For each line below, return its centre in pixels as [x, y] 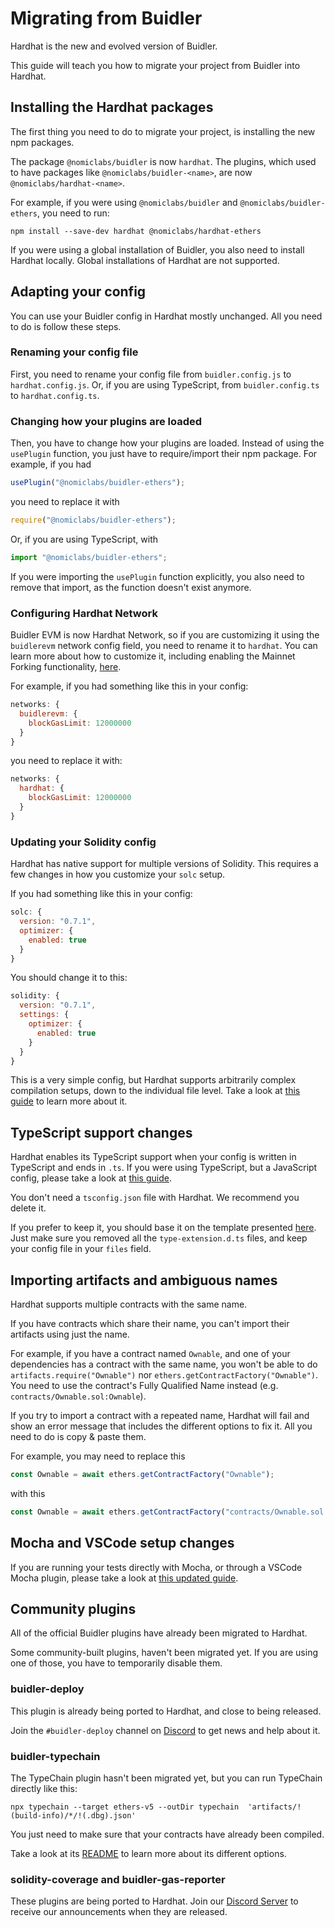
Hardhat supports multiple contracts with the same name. [129, 1304]
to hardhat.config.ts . [55, 395]
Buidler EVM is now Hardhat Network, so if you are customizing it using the [165, 635]
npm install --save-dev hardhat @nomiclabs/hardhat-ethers [136, 231]
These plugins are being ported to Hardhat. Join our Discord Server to [154, 1901]
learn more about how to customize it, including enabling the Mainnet [153, 656]
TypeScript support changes [101, 1132]
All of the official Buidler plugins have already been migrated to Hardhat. [159, 1633]
